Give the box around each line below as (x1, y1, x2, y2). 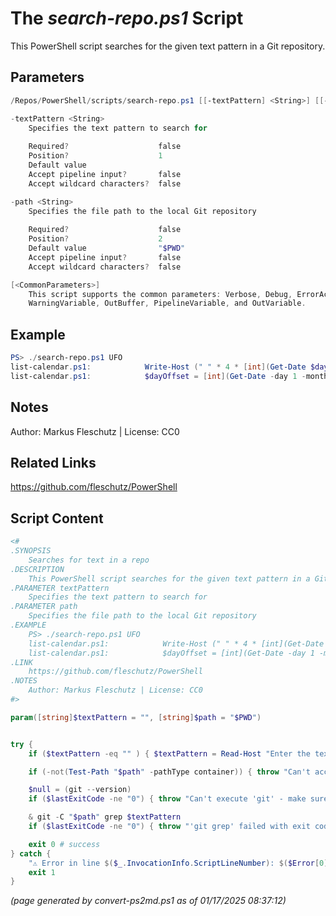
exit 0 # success (28, 839, 101, 849)
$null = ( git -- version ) (28, 785, 132, 795)
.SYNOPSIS (10, 546, 52, 556)
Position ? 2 (28, 234, 163, 244)
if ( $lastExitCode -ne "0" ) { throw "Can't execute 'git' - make (28, 794, 307, 804)
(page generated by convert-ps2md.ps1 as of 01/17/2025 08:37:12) (10, 895, 287, 907)
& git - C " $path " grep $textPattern (28, 812, 182, 822)
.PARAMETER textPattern (10, 583, 110, 593)
